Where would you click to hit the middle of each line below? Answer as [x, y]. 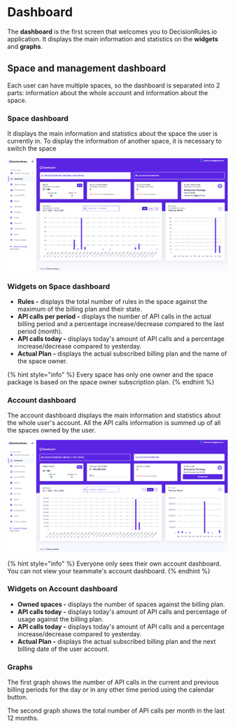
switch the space [32, 148]
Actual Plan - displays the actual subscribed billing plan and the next [116, 641]
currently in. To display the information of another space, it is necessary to [115, 141]
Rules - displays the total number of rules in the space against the [112, 302]
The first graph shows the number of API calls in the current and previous [113, 682]
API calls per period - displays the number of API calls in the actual [114, 316]
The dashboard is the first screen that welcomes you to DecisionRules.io [112, 31]
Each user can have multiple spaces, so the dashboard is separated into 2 [114, 85]
